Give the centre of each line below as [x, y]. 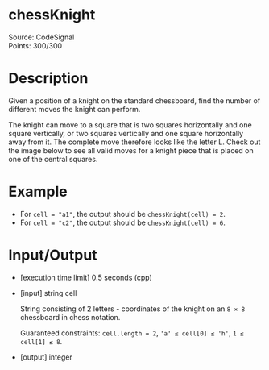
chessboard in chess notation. [70, 317]
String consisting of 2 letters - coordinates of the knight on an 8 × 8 [132, 309]
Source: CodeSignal [41, 37]
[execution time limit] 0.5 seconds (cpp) [86, 277]
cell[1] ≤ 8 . [41, 341]
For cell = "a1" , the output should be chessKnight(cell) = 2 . [122, 214]
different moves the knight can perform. [74, 109]
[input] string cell [48, 293]
